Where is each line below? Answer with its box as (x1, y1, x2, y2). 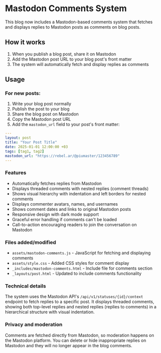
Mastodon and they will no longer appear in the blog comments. (5, 342, 132, 348)
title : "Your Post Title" (5, 140, 57, 145)
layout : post (5, 135, 31, 141)
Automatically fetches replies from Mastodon (12, 180, 102, 186)
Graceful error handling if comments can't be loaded (12, 216, 117, 222)
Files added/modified (5, 239, 57, 245)
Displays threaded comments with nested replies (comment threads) (12, 185, 149, 192)
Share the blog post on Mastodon (12, 111, 79, 117)
